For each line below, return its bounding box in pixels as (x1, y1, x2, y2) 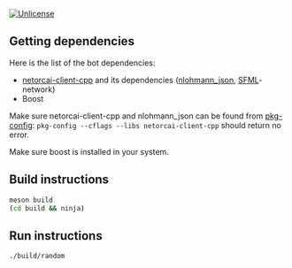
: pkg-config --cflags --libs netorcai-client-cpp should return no (32, 119, 281, 130)
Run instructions (9, 228, 104, 243)
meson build (9, 195, 53, 204)
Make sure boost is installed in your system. (9, 146, 170, 157)
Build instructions (9, 172, 109, 188)
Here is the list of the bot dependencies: (9, 57, 156, 68)
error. (9, 129, 29, 140)
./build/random (9, 252, 65, 261)
